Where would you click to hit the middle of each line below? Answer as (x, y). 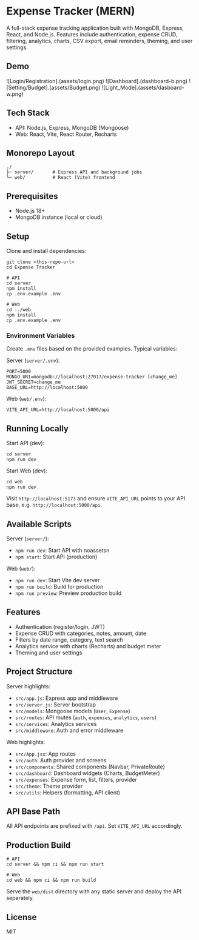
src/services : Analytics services (56, 723)
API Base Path (33, 811)
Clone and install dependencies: (46, 251)
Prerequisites (32, 196)
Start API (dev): (25, 443)
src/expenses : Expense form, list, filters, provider (76, 779)
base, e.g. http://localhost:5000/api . (54, 505)
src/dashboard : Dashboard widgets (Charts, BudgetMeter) (87, 773)
